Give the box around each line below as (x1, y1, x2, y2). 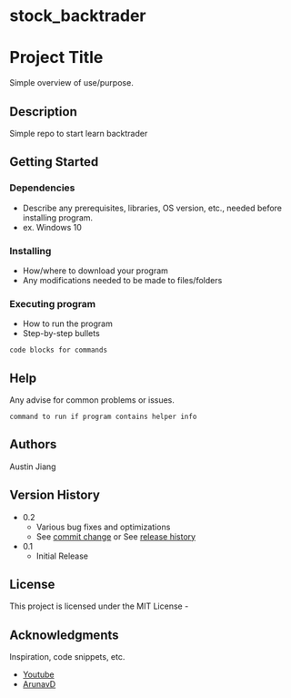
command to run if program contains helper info (9, 412, 197, 422)
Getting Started (9, 154, 99, 169)
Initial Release (35, 550, 89, 561)
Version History (9, 488, 100, 503)
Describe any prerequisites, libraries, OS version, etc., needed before (22, 202, 283, 213)
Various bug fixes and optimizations (35, 521, 171, 532)
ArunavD (22, 679, 56, 690)
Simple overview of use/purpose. (9, 77, 134, 88)
